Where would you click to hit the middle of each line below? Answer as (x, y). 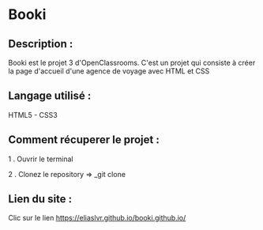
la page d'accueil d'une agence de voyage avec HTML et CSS (109, 71)
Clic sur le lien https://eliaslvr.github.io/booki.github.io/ (97, 218)
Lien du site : (40, 199)
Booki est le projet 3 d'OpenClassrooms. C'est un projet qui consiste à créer (132, 62)
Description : (41, 44)
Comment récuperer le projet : (84, 140)
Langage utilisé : (50, 96)
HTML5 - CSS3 (33, 115)
